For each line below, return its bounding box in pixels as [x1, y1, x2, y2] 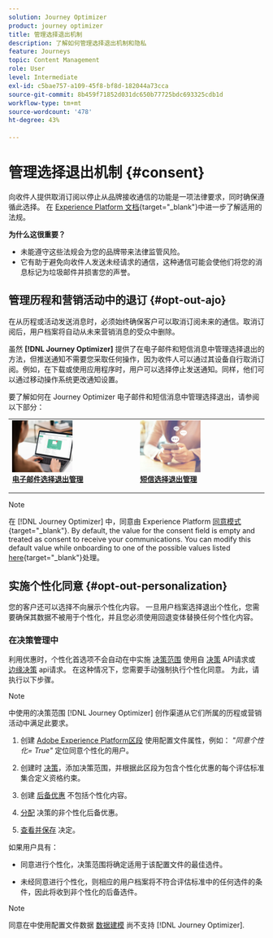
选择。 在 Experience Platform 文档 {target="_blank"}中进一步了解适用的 [22, 202, 262, 212]
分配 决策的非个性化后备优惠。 [19, 808, 123, 817]
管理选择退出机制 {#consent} [8, 164, 206, 182]
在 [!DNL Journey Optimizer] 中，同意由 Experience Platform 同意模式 [8, 517, 241, 527]
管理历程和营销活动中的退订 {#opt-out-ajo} [8, 293, 227, 307]
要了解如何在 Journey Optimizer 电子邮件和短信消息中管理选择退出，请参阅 [8, 392, 260, 401]
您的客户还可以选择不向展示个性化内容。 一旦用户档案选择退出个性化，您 [8, 603, 253, 612]
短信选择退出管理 [140, 474, 197, 484]
